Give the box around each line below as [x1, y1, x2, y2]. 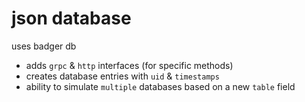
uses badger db [11, 40, 77, 52]
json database [11, 7, 132, 30]
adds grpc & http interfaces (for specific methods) [25, 59, 234, 71]
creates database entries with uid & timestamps [25, 70, 220, 82]
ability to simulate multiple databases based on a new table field [25, 80, 296, 92]
